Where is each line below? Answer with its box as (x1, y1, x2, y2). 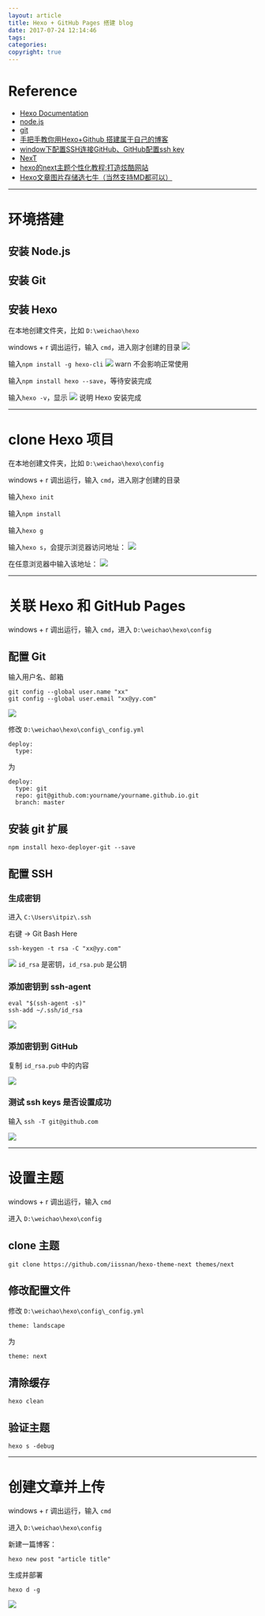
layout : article (8, 11, 62, 20)
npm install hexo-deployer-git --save (8, 844, 136, 851)
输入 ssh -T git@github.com (8, 1116, 99, 1126)
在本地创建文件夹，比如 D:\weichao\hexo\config (8, 458, 164, 468)
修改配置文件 (8, 1283, 71, 1297)
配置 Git (8, 649, 47, 663)
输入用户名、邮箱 (8, 672, 64, 682)
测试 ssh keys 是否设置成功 (8, 1097, 112, 1108)
